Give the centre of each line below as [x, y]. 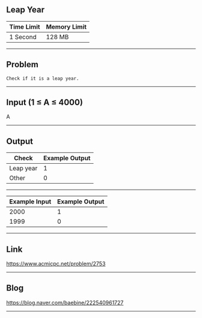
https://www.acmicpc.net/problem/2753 [56, 264]
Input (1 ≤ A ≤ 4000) [44, 102]
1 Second [23, 37]
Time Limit [25, 26]
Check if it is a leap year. [43, 78]
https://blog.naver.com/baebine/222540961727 [65, 302]
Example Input [30, 202]
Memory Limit [66, 26]
